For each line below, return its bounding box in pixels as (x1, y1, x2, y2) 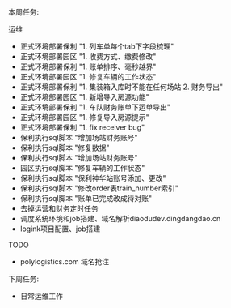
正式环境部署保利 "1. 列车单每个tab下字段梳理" (19, 41, 174, 51)
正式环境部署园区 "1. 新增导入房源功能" (19, 92, 149, 101)
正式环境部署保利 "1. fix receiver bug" (19, 122, 145, 132)
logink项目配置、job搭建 (19, 224, 101, 233)
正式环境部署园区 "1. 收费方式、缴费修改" (19, 52, 157, 61)
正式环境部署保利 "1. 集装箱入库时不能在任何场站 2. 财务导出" (19, 82, 224, 92)
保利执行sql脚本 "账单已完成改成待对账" (19, 194, 153, 203)
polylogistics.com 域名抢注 (19, 257, 110, 266)
